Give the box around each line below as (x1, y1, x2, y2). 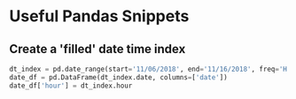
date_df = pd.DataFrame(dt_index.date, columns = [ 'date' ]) (9, 72, 228, 81)
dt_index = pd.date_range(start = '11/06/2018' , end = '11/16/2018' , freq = (9, 65, 279, 73)
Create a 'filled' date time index (9, 42, 186, 57)
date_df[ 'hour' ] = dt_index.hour (9, 81, 133, 90)
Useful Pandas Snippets (9, 6, 190, 27)
